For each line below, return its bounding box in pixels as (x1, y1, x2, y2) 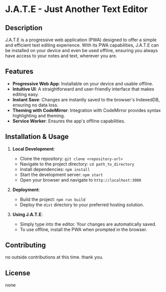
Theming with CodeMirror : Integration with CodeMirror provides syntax (12, 107, 161, 113)
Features (5, 67, 33, 76)
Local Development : (12, 145, 55, 152)
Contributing (5, 241, 46, 249)
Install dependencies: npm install (19, 166, 90, 172)
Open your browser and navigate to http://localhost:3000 (19, 177, 141, 183)
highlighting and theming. (12, 112, 65, 118)
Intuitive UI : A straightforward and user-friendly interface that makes (12, 86, 154, 92)
